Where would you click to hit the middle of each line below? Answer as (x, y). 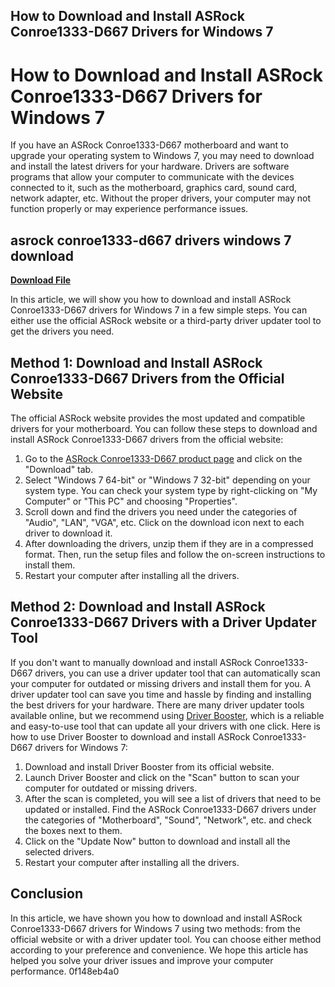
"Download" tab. (59, 469)
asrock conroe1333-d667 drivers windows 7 (151, 240)
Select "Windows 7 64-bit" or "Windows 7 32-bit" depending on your (167, 480)
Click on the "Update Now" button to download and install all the (157, 841)
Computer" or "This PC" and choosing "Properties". (131, 501)
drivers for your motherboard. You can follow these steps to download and (164, 428)
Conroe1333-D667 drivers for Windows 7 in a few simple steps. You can (159, 310)
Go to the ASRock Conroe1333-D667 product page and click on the (163, 458)
